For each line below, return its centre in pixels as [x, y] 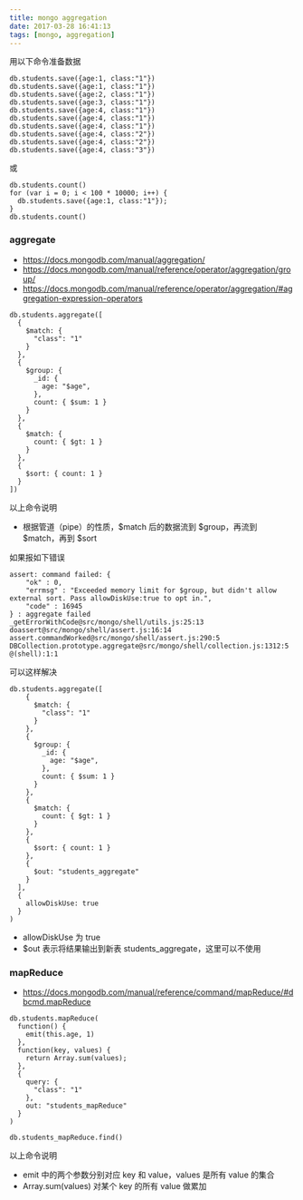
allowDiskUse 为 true [62, 937]
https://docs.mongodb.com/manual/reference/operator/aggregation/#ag [157, 288]
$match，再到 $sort [60, 538]
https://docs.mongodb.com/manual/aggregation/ [114, 259]
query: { [42, 1082]
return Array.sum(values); [76, 1058]
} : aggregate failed [50, 614]
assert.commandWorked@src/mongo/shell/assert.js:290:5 [115, 638]
